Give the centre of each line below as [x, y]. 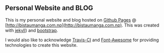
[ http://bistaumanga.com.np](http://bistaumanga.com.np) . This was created [82, 25]
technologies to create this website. [41, 45]
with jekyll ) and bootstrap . [32, 30]
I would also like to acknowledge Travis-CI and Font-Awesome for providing [82, 40]
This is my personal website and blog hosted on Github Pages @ [71, 20]
